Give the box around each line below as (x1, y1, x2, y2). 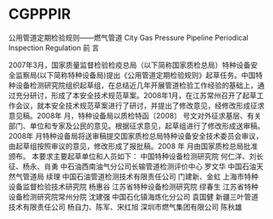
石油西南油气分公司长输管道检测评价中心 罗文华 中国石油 (67, 161, 257, 171)
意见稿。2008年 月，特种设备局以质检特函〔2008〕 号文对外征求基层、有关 (8, 110, 262, 120)
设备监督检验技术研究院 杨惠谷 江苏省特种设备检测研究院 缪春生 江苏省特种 (8, 182, 258, 191)
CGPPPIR (8, 5, 71, 24)
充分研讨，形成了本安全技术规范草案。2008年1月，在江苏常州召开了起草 (15, 90, 258, 100)
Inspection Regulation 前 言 (8, 42, 100, 53)
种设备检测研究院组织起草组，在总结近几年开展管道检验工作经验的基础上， (8, 80, 258, 90)
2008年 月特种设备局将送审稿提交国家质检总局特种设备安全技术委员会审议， (8, 131, 263, 140)
